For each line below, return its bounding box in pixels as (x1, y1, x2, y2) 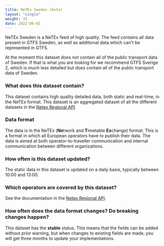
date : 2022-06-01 (5, 21, 41, 26)
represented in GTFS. (5, 45, 48, 51)
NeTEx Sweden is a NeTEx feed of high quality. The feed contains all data (5, 34, 154, 40)
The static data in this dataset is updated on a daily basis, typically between (5, 167, 159, 173)
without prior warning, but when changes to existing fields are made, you (5, 230, 154, 236)
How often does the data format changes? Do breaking (5, 208, 139, 215)
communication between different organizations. (5, 143, 104, 149)
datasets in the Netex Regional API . (5, 104, 76, 110)
